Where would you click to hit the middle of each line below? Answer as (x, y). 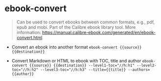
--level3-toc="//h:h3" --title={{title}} (83, 70)
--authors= (139, 70)
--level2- (147, 65)
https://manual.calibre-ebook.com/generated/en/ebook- (99, 32)
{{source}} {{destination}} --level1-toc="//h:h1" (82, 65)
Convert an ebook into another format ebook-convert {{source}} (77, 47)
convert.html (29, 38)
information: (29, 32)
